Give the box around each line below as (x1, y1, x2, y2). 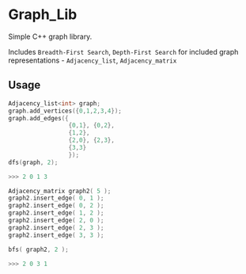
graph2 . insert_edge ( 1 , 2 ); (8, 209, 104, 217)
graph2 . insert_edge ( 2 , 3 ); (8, 223, 104, 231)
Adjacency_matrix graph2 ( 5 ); (8, 187, 112, 195)
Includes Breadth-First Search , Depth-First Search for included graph (8, 47, 239, 56)
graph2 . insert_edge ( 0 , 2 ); (8, 202, 104, 210)
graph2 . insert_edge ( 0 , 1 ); (8, 194, 104, 203)
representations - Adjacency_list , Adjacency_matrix (8, 55, 177, 65)
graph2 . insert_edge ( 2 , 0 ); (8, 216, 104, 224)
